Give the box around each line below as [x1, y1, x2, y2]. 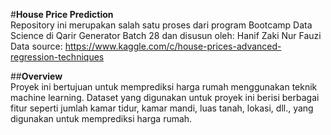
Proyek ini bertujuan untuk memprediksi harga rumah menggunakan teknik [10, 81, 318, 93]
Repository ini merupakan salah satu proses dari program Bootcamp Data [10, 19, 313, 31]
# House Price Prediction [10, 9, 114, 20]
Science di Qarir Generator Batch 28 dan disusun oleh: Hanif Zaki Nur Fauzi [10, 30, 322, 41]
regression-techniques [10, 51, 105, 63]
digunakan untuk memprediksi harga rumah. [10, 113, 193, 124]
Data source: [10, 40, 63, 52]
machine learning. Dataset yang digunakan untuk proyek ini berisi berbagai [10, 92, 320, 103]
